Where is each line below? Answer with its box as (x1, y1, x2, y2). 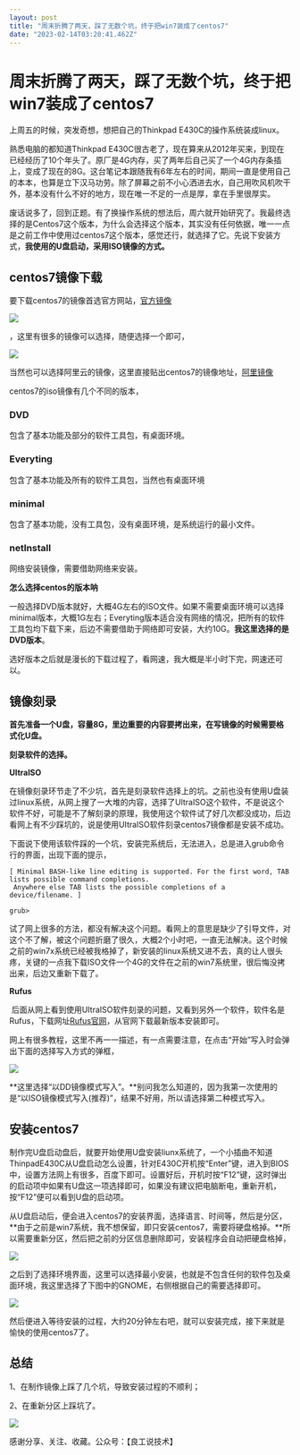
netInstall (9, 541, 52, 554)
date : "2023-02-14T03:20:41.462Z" (9, 30, 138, 38)
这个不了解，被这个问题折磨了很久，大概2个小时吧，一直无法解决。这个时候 (9, 934, 288, 945)
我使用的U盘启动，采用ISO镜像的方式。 (25, 241, 170, 251)
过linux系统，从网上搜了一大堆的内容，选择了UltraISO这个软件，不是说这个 (9, 797, 285, 808)
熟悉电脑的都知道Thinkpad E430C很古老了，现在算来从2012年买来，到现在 (9, 144, 285, 155)
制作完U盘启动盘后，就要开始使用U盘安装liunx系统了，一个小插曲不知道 (9, 1146, 273, 1157)
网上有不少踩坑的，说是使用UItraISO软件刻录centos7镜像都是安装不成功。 (16, 820, 289, 830)
